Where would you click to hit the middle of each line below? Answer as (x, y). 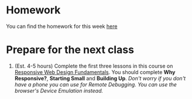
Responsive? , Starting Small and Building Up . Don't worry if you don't (100, 78)
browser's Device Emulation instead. (59, 90)
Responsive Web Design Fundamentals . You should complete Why (95, 72)
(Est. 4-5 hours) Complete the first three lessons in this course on (94, 66)
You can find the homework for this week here (62, 26)
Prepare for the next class (70, 50)
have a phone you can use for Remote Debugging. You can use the (96, 84)
